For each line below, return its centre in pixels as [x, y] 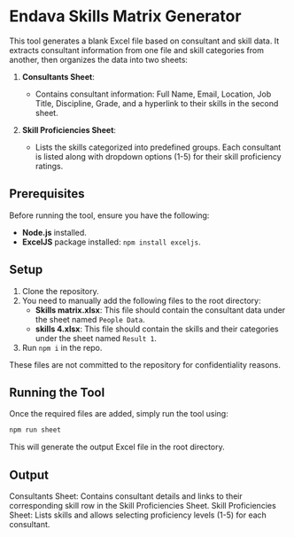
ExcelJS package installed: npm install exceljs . [111, 242]
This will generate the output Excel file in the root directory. [117, 447]
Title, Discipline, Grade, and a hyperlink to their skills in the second [157, 103]
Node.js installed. [54, 232]
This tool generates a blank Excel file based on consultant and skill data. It [144, 41]
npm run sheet [35, 430]
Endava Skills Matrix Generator [125, 16]
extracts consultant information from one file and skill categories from [136, 50]
